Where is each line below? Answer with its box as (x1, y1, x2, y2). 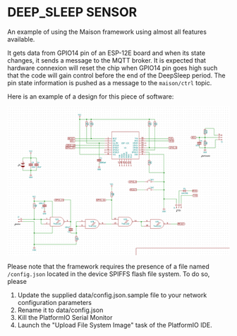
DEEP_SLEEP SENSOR (7, 4, 138, 20)
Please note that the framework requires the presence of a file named (7, 262, 209, 270)
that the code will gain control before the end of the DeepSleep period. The (7, 71, 226, 80)
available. (7, 35, 35, 43)
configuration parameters (17, 298, 92, 306)
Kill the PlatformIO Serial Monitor (17, 313, 113, 321)
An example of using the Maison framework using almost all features (7, 27, 207, 36)
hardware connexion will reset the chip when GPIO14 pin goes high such (7, 63, 218, 72)
